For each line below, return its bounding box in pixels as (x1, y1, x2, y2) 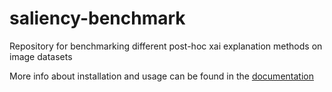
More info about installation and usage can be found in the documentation (9, 70, 314, 82)
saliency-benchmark (9, 7, 186, 30)
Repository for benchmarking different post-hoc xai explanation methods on (9, 40, 323, 52)
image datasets (9, 50, 73, 62)
